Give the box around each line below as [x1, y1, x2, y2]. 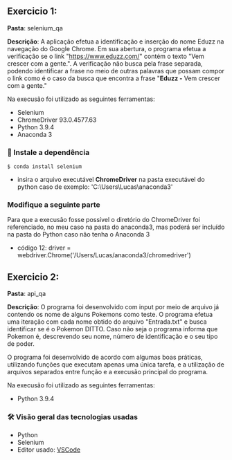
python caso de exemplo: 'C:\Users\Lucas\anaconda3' [17, 183, 173, 191]
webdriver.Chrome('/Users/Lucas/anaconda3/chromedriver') [17, 251, 192, 259]
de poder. [7, 340, 35, 348]
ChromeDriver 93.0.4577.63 [17, 116, 97, 124]
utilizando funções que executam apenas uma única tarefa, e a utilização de [7, 360, 225, 369]
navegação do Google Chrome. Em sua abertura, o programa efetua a [7, 44, 206, 53]
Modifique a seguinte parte [7, 200, 100, 210]
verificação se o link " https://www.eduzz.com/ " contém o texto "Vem [7, 52, 204, 60]
